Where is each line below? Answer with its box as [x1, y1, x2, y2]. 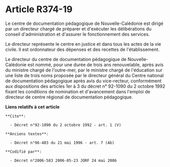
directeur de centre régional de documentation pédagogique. [5, 94, 133, 100]
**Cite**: [5, 113, 26, 119]
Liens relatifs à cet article [5, 104, 60, 110]
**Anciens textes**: [5, 131, 49, 137]
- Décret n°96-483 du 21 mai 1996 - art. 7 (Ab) [10, 140, 115, 145]
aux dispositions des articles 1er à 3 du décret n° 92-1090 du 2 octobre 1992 [5, 83, 165, 89]
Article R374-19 [5, 4, 73, 15]
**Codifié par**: [5, 149, 42, 154]
